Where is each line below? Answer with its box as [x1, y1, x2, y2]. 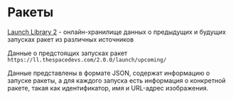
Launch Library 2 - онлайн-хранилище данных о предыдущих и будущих [7, 28, 226, 36]
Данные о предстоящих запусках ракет [7, 49, 128, 57]
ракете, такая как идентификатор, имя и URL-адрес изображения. [7, 83, 209, 92]
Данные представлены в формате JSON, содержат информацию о [7, 69, 210, 77]
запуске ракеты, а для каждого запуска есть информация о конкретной [7, 76, 226, 85]
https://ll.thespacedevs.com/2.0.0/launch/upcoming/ [7, 56, 167, 64]
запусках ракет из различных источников [7, 35, 134, 43]
